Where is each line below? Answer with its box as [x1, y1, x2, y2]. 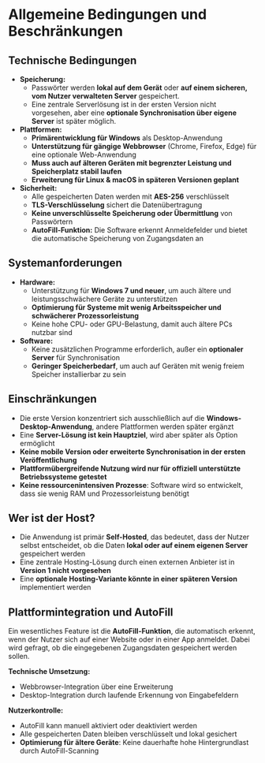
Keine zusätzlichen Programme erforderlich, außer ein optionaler [31, 344, 244, 354]
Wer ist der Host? [8, 512, 95, 525]
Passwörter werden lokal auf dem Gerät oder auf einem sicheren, [31, 83, 248, 92]
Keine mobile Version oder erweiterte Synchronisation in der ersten [19, 447, 246, 456]
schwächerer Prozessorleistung [31, 311, 140, 320]
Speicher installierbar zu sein [31, 369, 126, 379]
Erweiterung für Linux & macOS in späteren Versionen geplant [31, 175, 239, 184]
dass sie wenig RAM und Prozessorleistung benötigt [19, 489, 189, 498]
